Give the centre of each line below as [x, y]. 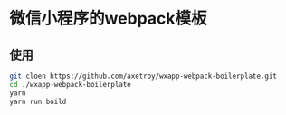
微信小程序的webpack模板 [108, 19]
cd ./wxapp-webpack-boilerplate [70, 84]
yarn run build [38, 101]
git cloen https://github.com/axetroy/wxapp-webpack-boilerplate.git [143, 76]
